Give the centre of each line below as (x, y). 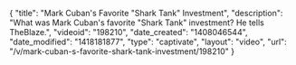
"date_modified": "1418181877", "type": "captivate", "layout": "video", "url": (148, 42)
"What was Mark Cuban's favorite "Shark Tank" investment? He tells (137, 23)
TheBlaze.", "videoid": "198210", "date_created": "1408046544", (129, 32)
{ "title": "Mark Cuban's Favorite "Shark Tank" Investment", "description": (146, 13)
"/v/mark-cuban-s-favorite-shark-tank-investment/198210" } (122, 51)
